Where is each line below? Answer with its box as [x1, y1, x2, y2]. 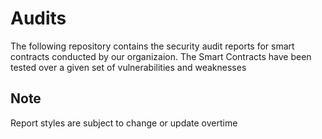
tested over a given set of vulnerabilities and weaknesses [10, 61, 247, 73]
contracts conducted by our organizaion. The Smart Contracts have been [10, 50, 312, 62]
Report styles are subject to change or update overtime [10, 117, 238, 129]
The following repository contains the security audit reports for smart [10, 40, 295, 52]
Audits [10, 7, 67, 30]
